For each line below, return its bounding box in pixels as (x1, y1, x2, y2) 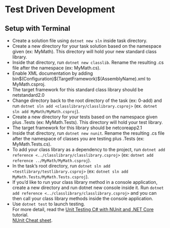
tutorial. (12, 212, 29, 218)
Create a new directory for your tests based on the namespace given (12, 114, 158, 120)
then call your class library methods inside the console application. (12, 196, 154, 201)
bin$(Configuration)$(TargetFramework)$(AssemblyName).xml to (12, 76, 151, 81)
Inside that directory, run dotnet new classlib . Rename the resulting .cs (12, 59, 164, 65)
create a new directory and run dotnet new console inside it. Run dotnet (12, 184, 164, 191)
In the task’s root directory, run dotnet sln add (12, 163, 111, 169)
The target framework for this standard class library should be (12, 87, 144, 93)
